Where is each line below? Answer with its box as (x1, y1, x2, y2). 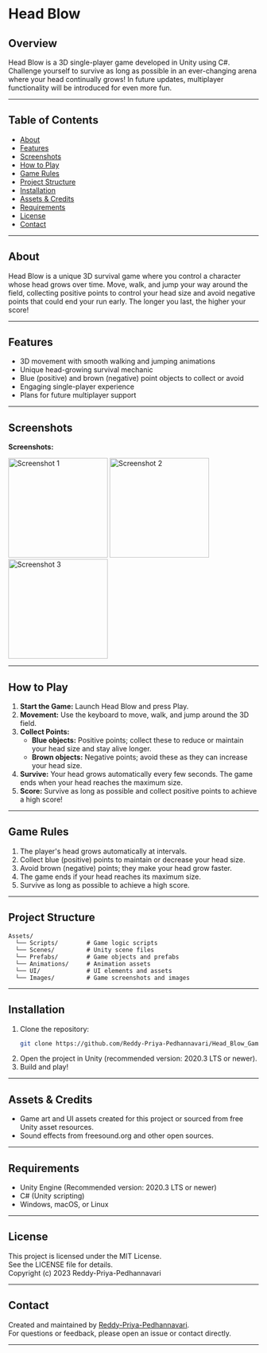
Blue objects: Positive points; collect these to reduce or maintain (31, 735, 244, 745)
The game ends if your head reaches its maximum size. (19, 872, 201, 881)
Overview (8, 37, 58, 50)
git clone (19, 1039, 53, 1048)
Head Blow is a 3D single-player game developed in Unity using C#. (8, 57, 230, 67)
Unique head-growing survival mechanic (19, 365, 153, 375)
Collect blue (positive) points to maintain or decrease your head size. (19, 854, 246, 865)
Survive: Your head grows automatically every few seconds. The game (19, 770, 253, 779)
